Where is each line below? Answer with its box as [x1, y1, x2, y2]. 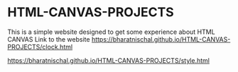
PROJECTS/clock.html [7, 42, 73, 51]
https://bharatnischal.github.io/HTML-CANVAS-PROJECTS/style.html [7, 56, 210, 64]
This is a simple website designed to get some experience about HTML [7, 28, 215, 36]
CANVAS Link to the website [7, 35, 90, 43]
